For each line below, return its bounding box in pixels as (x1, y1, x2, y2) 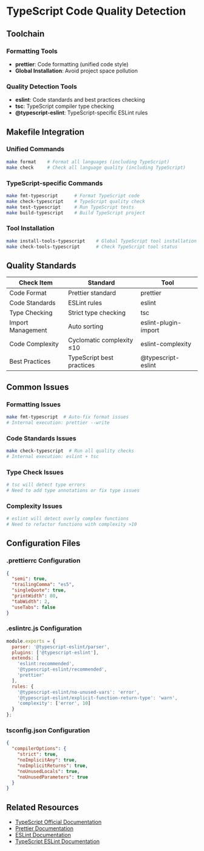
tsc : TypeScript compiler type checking (15, 102, 114, 110)
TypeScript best (67, 353, 114, 362)
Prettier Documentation (15, 825, 74, 832)
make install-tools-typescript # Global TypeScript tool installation (6, 238, 197, 244)
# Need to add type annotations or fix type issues (6, 487, 140, 493)
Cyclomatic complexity (67, 336, 134, 345)
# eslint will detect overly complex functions (6, 516, 129, 522)
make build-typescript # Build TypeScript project (6, 210, 146, 216)
